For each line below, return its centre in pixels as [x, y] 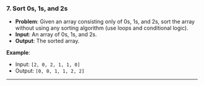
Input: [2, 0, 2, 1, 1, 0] [48, 64]
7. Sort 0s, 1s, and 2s [37, 8]
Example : [18, 53]
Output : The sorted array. [47, 41]
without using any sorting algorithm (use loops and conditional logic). [102, 28]
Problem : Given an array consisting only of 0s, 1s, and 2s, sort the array [105, 22]
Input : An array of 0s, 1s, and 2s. [56, 35]
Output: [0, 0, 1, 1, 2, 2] [50, 71]
